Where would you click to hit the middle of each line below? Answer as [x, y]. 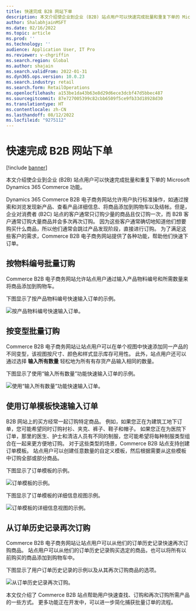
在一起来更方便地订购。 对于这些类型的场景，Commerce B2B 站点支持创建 [100, 443]
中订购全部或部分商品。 [34, 458]
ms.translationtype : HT [35, 104]
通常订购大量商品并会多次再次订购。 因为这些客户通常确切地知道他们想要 [99, 222]
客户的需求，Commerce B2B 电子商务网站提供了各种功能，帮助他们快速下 [99, 236]
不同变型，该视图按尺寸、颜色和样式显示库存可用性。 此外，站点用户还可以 [96, 353]
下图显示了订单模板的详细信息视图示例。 [55, 495]
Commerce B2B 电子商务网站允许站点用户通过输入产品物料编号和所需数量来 [97, 279]
